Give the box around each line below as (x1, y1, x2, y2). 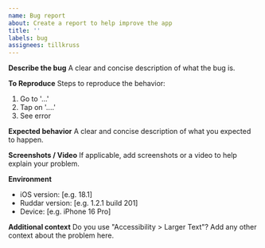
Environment (8, 175, 52, 184)
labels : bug (8, 33, 48, 42)
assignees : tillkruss (8, 41, 80, 49)
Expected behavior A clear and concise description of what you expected (8, 127, 251, 136)
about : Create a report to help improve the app (8, 19, 173, 27)
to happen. (8, 135, 44, 144)
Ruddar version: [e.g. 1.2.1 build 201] (19, 199, 138, 208)
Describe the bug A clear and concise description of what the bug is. (8, 63, 236, 73)
